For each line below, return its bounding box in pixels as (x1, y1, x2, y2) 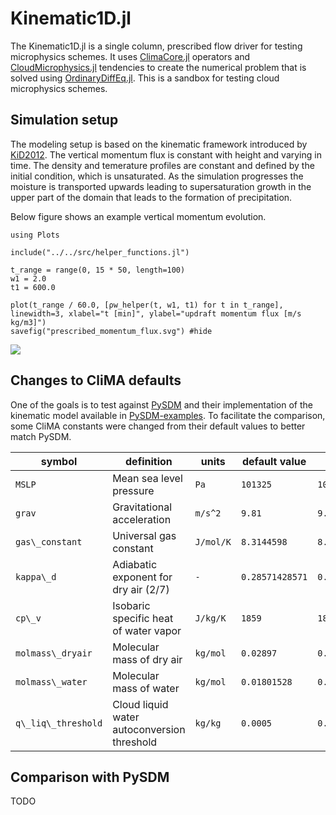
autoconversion (112, 722, 186, 736)
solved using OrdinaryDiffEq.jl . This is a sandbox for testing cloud (10, 72, 280, 84)
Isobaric (112, 598, 151, 612)
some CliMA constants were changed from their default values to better (10, 420, 306, 432)
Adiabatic (112, 557, 158, 571)
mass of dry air (112, 652, 183, 666)
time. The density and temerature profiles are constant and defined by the (10, 159, 315, 171)
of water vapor (112, 623, 182, 637)
